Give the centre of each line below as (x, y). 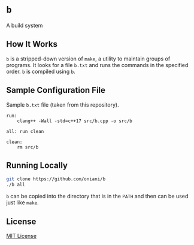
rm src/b (28, 147)
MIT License (22, 235)
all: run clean (25, 131)
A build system (25, 25)
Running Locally (37, 165)
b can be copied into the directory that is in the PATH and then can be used (97, 196)
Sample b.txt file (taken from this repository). (63, 105)
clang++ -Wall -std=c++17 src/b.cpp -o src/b (75, 121)
